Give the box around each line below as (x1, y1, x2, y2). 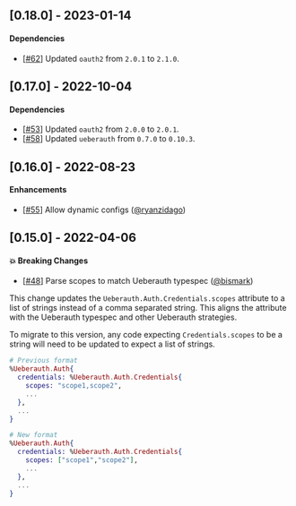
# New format (9, 431, 58, 440)
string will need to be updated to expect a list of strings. (9, 339, 215, 349)
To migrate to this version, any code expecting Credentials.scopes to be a (9, 330, 283, 340)
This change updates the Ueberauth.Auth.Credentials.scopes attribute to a (9, 293, 285, 304)
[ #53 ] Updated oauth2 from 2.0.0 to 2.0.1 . (22, 124, 179, 134)
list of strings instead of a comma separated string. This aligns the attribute (9, 303, 287, 313)
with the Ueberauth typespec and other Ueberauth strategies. (9, 312, 238, 322)
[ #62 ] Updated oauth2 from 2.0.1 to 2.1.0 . (22, 53, 179, 64)
